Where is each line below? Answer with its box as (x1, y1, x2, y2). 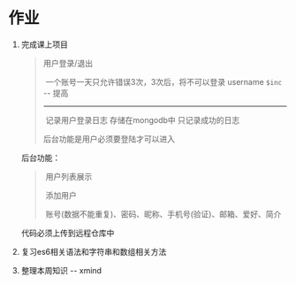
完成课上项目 (20, 39, 68, 50)
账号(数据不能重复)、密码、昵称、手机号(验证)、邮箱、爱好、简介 (45, 209, 282, 219)
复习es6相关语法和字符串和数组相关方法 (20, 246, 167, 257)
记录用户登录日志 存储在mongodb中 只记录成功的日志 (45, 114, 240, 125)
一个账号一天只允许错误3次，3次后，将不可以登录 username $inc (45, 76, 283, 87)
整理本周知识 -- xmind (20, 265, 102, 275)
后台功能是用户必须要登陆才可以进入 (42, 134, 176, 144)
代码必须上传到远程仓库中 (20, 227, 115, 238)
